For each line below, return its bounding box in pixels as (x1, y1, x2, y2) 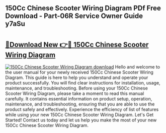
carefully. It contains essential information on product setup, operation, (5, 96, 152, 101)
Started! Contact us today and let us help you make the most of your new (5, 117, 157, 123)
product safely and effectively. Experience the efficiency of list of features (5, 106, 159, 112)
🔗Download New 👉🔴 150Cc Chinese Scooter (5, 40, 149, 49)
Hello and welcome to (115, 64, 160, 69)
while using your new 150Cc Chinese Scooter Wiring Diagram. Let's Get (5, 112, 154, 117)
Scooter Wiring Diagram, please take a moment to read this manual (5, 90, 144, 96)
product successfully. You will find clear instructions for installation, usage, (5, 80, 160, 85)
